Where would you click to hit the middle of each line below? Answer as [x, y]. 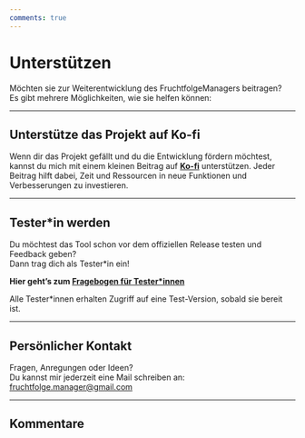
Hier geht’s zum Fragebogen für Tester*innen [97, 282]
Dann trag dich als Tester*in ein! [69, 264]
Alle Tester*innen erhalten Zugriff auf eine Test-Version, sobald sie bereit [146, 299]
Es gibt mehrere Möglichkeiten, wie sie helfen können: [110, 97]
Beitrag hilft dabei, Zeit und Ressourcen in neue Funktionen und [128, 176]
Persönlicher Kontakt [71, 346]
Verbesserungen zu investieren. [69, 185]
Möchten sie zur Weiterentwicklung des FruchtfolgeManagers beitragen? [146, 88]
